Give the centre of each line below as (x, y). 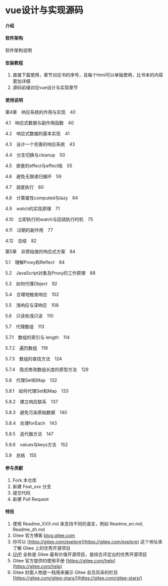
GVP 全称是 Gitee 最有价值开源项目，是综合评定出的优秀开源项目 (80, 554)
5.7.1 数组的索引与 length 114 (38, 337)
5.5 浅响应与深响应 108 (32, 305)
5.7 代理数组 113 (25, 327)
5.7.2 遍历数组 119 (26, 348)
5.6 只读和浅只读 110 (30, 316)
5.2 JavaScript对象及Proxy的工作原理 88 (50, 273)
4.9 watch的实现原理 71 (33, 209)
